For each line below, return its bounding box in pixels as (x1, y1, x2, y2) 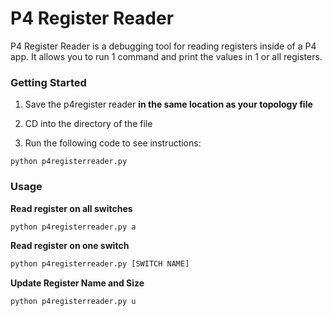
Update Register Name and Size (10, 277, 145, 289)
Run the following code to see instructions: (24, 137, 202, 149)
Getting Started (10, 75, 87, 89)
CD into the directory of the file (24, 118, 153, 130)
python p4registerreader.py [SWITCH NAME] (10, 259, 190, 269)
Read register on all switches (10, 202, 133, 214)
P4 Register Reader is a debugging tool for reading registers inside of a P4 (10, 40, 317, 52)
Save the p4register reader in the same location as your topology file (24, 98, 313, 111)
